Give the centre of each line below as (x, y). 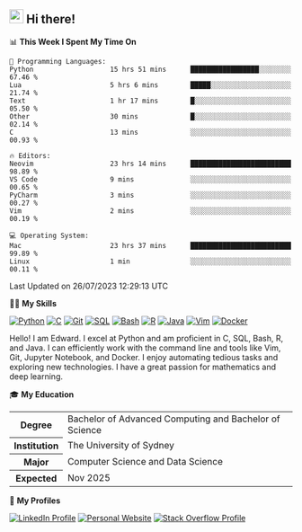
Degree (36, 425)
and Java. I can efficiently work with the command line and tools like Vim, (145, 348)
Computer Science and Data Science (145, 462)
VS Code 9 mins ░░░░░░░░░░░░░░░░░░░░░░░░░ (151, 179)
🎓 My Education (42, 394)
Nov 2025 (89, 478)
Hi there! (51, 19)
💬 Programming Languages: (58, 61)
